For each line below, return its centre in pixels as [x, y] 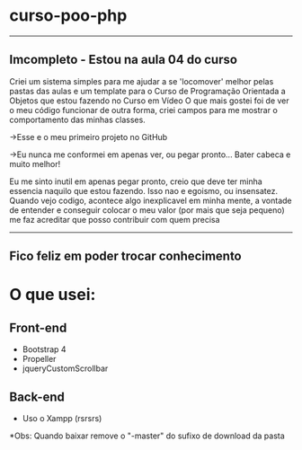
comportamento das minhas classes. [77, 119]
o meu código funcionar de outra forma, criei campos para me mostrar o [144, 110]
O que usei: [53, 295]
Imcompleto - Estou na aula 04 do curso [124, 60]
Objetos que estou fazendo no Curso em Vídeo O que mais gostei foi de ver [149, 101]
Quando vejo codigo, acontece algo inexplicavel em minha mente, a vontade [151, 200]
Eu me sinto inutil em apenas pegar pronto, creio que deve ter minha [136, 181]
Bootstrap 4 [44, 349]
